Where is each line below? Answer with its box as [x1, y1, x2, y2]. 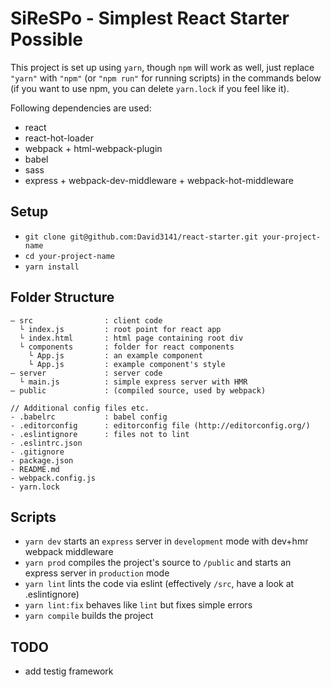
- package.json [10, 455, 74, 466]
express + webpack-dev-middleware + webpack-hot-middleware [24, 174, 294, 186]
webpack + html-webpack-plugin [24, 142, 163, 154]
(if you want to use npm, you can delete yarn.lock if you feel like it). [10, 82, 290, 94]
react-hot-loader [24, 132, 94, 144]
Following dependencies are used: [10, 102, 152, 114]
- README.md [10, 464, 60, 474]
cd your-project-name [24, 251, 115, 261]
